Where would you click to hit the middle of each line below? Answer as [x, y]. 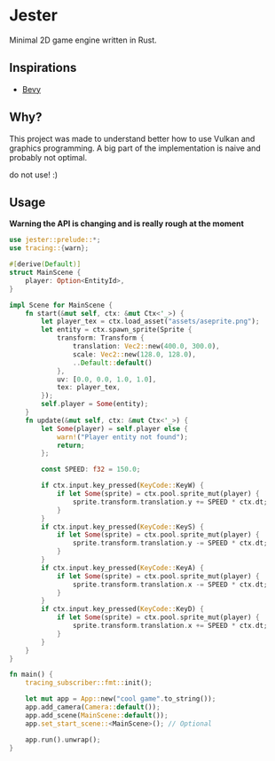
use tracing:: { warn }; [49, 248]
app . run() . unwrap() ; [63, 740]
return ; [71, 445]
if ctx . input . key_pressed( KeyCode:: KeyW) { [122, 486]
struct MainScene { [45, 272]
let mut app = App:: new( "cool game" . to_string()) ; [121, 699]
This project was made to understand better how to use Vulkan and [132, 138]
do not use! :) [34, 175]
